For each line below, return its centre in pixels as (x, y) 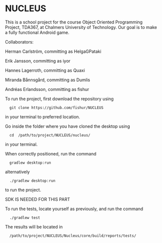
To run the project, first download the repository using (59, 99)
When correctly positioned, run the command (51, 154)
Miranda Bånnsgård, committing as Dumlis (48, 80)
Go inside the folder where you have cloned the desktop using (68, 126)
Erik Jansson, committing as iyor (38, 61)
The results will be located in (34, 227)
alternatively (18, 172)
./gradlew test (25, 218)
